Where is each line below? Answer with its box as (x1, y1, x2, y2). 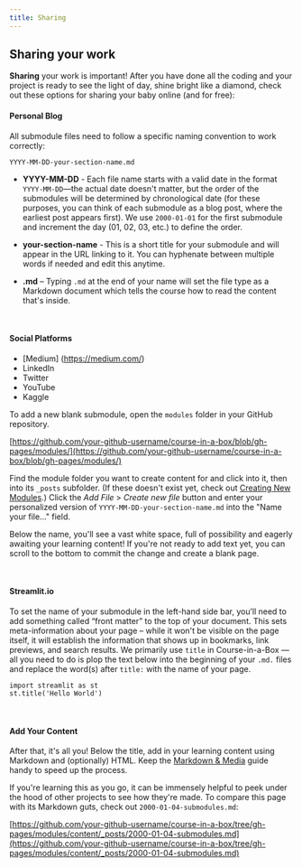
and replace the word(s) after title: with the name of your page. (9, 664, 252, 675)
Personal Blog (9, 110, 63, 122)
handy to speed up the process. (9, 765, 128, 776)
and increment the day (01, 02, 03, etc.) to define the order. (22, 221, 243, 232)
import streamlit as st (9, 681, 99, 691)
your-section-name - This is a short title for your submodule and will (22, 238, 279, 249)
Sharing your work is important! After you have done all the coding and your (9, 70, 293, 81)
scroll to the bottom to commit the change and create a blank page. (9, 547, 260, 558)
